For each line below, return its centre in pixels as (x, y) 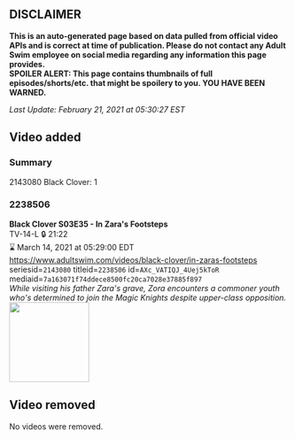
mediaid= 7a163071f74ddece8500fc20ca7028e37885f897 (105, 279)
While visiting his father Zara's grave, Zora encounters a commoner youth (145, 288)
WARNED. (28, 92)
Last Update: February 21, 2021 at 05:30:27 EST (97, 109)
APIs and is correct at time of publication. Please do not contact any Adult (147, 45)
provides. (27, 64)
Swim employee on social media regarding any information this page (138, 54)
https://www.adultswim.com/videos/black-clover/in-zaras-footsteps (133, 259)
